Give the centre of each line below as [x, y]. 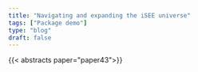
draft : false [30, 38]
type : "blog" [30, 30]
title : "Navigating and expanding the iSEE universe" [100, 15]
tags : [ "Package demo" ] [48, 23]
